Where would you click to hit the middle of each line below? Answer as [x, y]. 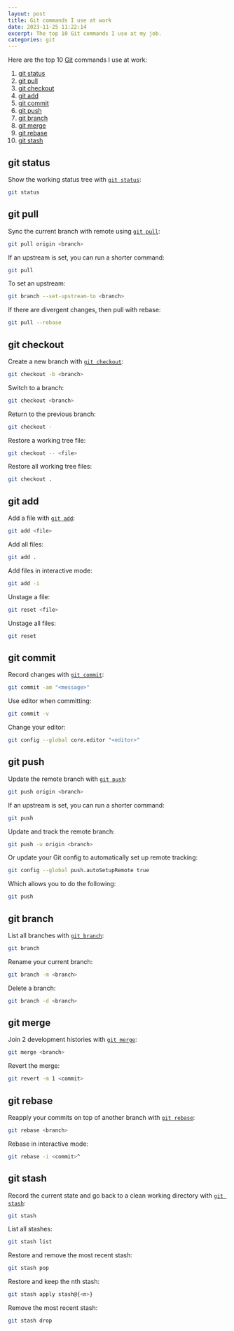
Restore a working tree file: [47, 440]
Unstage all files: [32, 623]
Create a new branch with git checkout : [66, 361]
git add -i [24, 583]
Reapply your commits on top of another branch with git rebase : [102, 1117]
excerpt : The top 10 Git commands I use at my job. [85, 33]
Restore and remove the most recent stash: [70, 1255]
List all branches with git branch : [56, 935]
